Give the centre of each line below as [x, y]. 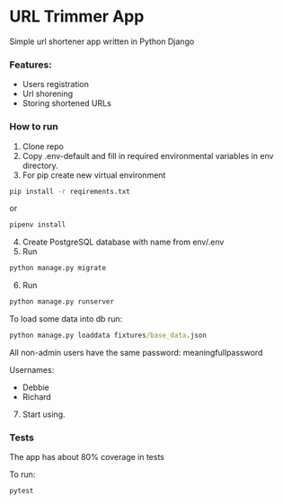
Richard [36, 396]
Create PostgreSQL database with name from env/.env [123, 242]
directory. [40, 165]
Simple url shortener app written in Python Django [102, 41]
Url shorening [48, 94]
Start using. [44, 414]
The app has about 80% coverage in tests [87, 457]
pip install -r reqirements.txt [70, 191]
